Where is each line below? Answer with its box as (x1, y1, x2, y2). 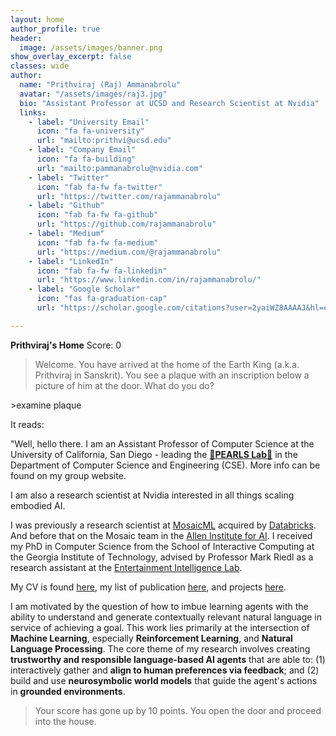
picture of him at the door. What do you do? (34, 379, 215, 391)
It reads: (10, 418, 45, 430)
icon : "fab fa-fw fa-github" (36, 210, 159, 220)
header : (10, 33, 43, 43)
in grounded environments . (10, 685, 126, 697)
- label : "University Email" (28, 117, 150, 127)
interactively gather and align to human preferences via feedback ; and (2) (10, 664, 320, 676)
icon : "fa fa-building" (36, 154, 137, 164)
